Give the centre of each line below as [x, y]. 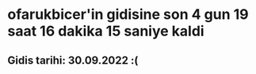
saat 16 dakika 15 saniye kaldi [106, 31]
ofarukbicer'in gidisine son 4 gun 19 [128, 15]
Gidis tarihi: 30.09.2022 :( [73, 60]
